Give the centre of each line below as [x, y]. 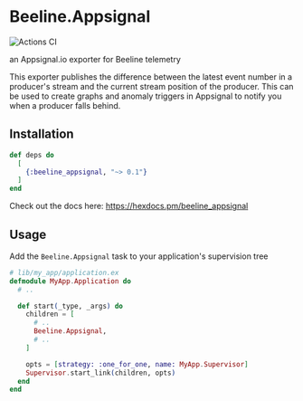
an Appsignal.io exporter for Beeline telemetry [95, 59]
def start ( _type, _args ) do [71, 306]
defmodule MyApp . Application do [70, 281]
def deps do [32, 155]
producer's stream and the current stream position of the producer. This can [151, 86]
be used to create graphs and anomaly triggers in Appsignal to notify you [146, 96]
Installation [42, 134]
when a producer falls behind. [65, 105]
